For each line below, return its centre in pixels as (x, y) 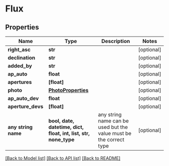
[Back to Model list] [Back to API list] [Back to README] (63, 158)
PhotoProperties (69, 90)
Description (116, 41)
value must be (115, 133)
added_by (20, 66)
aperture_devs (26, 106)
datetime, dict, (66, 127)
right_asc (19, 49)
